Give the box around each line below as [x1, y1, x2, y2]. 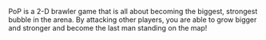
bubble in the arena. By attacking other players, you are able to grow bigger [8, 15, 257, 24]
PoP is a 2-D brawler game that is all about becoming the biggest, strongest [8, 7, 258, 16]
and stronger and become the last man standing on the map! [8, 24, 208, 32]
